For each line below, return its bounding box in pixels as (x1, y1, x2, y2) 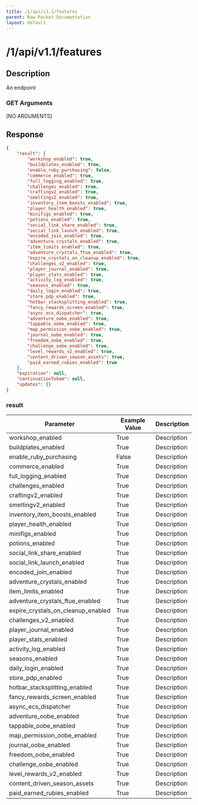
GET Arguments (6, 99, 53, 107)
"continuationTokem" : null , (16, 376, 85, 382)
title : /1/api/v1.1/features (6, 8, 78, 15)
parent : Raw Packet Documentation (6, 14, 91, 20)
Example (120, 416, 146, 424)
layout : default (6, 20, 46, 25)
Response (6, 129, 44, 139)
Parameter (45, 420, 75, 429)
